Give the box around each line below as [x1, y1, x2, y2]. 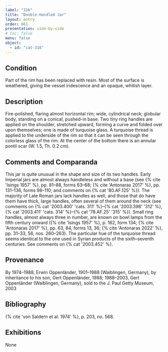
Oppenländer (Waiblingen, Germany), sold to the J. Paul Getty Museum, [5, 280, 154, 286]
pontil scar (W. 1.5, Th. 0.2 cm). [5, 143, 70, 149]
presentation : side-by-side [5, 26, 65, 31]
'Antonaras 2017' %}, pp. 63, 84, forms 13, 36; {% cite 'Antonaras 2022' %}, [5, 225, 163, 231]
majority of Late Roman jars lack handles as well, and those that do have [5, 193, 155, 199]
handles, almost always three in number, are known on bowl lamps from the [5, 214, 162, 220]
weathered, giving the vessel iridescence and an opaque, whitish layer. [5, 83, 153, 89]
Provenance [5, 256, 44, 264]
